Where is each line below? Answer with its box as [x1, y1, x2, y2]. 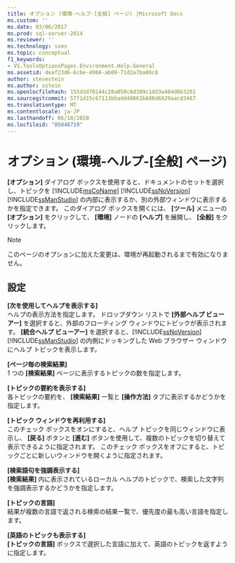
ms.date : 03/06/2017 [7, 23, 68, 30]
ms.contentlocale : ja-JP [7, 108, 80, 115]
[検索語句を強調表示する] [7, 466, 80, 475]
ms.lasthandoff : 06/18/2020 [7, 114, 90, 121]
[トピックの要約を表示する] [7, 384, 86, 393]
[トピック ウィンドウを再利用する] [7, 416, 106, 425]
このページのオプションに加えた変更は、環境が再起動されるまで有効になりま [7, 250, 229, 259]
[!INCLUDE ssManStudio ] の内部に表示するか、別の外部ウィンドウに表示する [7, 196, 228, 204]
